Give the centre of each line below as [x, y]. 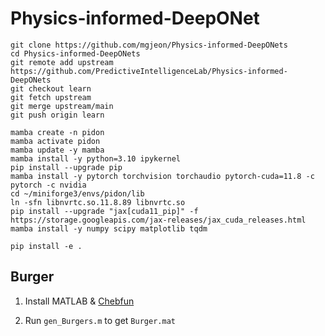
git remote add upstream [62, 62]
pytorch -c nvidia [48, 185]
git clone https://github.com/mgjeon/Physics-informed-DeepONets [149, 45]
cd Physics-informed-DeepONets [75, 53]
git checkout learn [51, 88]
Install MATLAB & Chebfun [79, 301]
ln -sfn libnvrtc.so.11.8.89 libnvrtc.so [98, 202]
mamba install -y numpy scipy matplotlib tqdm [109, 228]
